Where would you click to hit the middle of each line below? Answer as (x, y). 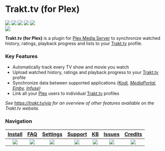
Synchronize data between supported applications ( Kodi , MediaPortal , (84, 83)
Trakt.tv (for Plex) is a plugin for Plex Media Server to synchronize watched (83, 38)
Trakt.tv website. (22, 108)
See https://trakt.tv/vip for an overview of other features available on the (80, 103)
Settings (52, 134)
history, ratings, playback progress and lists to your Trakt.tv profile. (74, 43)
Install (15, 134)
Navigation (19, 121)
